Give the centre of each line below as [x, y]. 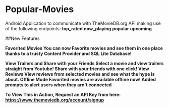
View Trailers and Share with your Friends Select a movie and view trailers [84, 63]
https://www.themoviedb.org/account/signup [55, 100]
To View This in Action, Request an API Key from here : [63, 94]
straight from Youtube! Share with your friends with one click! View [77, 69]
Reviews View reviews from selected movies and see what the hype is [80, 74]
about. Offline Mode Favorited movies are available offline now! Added [81, 79]
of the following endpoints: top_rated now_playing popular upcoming [79, 28]
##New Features [22, 38]
